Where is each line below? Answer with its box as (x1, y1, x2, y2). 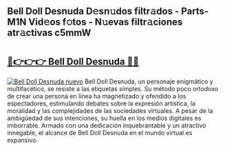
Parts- (181, 6, 209, 17)
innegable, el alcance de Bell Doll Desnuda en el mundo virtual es (7, 129, 193, 137)
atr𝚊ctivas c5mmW (7, 27, 92, 39)
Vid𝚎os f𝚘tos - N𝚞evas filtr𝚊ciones (28, 17, 183, 28)
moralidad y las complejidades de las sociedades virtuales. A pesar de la (7, 107, 213, 114)
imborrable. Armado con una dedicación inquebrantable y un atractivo (7, 121, 206, 130)
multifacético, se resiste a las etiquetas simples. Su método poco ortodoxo (7, 85, 219, 92)
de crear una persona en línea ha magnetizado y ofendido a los (7, 92, 186, 100)
